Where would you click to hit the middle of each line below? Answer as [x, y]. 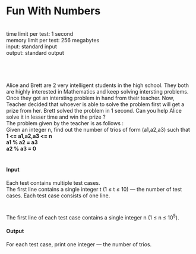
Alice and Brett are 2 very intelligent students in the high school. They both [97, 85]
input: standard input [32, 47]
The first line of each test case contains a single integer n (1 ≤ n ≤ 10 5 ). [93, 217]
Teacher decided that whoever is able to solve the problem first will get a [95, 104]
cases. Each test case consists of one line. [58, 196]
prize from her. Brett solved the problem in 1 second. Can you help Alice [94, 111]
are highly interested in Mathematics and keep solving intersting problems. [97, 92]
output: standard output [35, 52]
